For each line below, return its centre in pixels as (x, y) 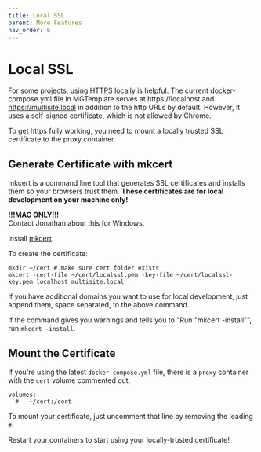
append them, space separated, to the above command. (99, 305)
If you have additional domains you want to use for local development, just (128, 296)
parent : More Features (45, 23)
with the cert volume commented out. (69, 380)
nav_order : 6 (29, 30)
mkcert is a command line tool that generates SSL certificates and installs (127, 183)
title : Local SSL (36, 15)
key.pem (21, 282)
